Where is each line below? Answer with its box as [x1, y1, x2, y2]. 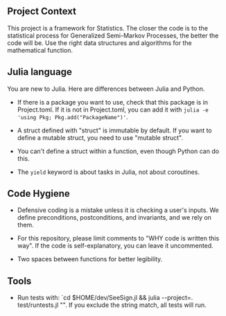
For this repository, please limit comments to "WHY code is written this [17, 234, 220, 243]
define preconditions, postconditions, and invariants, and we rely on [17, 213, 211, 222]
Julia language [7, 66, 73, 78]
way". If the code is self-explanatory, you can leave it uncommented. [17, 242, 214, 250]
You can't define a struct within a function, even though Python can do [17, 147, 220, 155]
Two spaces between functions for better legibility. [17, 255, 163, 263]
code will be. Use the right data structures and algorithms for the [7, 38, 192, 47]
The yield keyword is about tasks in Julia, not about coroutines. [17, 168, 200, 176]
